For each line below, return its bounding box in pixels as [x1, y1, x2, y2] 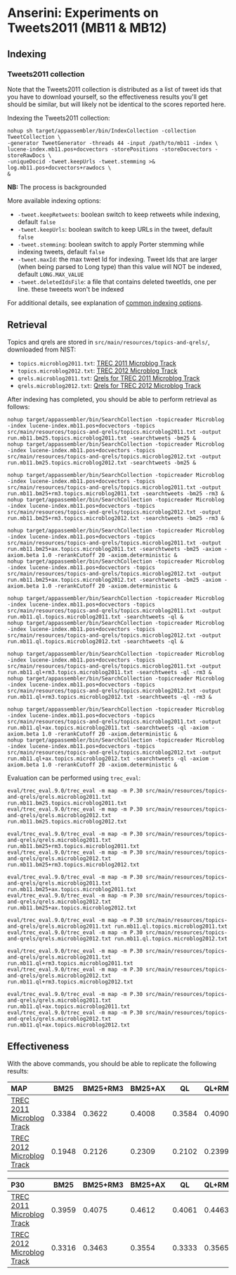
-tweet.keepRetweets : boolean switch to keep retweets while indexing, [17, 210, 221, 218]
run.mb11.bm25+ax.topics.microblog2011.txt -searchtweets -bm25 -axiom [7, 545, 221, 552]
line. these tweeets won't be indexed [17, 285, 124, 293]
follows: [7, 402, 30, 411]
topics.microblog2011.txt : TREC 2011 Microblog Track [17, 359, 177, 367]
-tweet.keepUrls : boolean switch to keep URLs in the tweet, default [17, 225, 213, 233]
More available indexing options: [7, 196, 102, 205]
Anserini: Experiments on [7, 5, 159, 21]
